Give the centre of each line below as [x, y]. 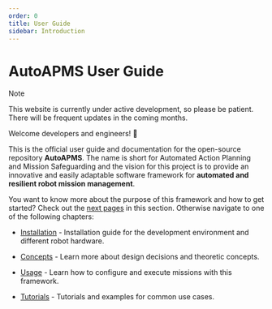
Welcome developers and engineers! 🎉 [73, 134]
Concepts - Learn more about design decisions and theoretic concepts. [140, 257]
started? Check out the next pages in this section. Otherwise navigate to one [136, 208]
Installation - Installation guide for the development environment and [134, 233]
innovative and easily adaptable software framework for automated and [129, 175]
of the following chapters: [52, 217]
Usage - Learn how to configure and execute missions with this [126, 273]
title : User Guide [39, 24]
